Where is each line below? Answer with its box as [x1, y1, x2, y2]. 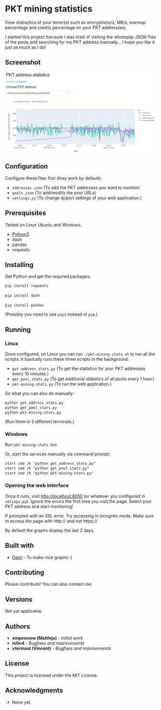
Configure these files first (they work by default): [5, 175, 102, 181]
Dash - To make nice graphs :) [12, 554, 72, 560]
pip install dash [5, 293, 40, 298]
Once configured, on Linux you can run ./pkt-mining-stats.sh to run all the [5, 351, 155, 357]
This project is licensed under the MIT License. [5, 672, 98, 678]
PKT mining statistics [5, 3, 93, 15]
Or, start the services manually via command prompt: [5, 451, 110, 457]
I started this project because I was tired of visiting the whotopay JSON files [5, 34, 156, 40]
